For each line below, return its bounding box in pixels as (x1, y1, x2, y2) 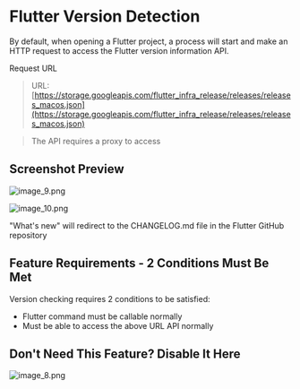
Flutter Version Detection (9, 6, 201, 27)
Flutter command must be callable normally (21, 311, 183, 322)
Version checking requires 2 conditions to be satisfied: (9, 293, 210, 304)
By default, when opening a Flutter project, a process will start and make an (9, 36, 288, 47)
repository (9, 229, 47, 240)
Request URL (9, 63, 58, 73)
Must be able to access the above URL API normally (21, 320, 214, 331)
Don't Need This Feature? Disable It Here (9, 346, 241, 361)
